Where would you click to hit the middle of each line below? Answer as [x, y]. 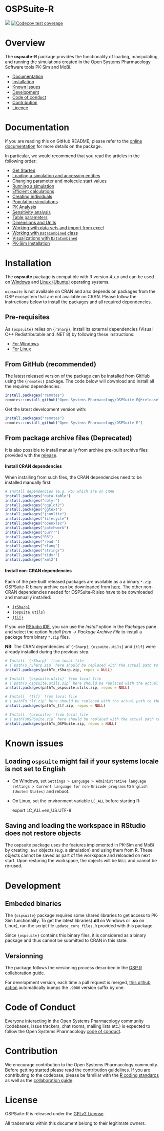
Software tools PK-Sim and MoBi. [38, 67]
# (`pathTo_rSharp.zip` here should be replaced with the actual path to [82, 665]
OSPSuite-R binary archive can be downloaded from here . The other [74, 587]
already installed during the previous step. [47, 652]
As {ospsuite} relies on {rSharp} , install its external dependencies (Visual [79, 329]
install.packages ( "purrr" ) [32, 532]
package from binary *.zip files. [38, 637]
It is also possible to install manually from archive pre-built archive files [76, 450]
